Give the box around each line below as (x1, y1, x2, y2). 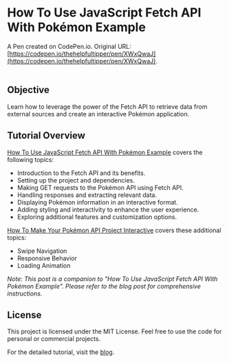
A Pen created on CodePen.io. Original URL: (7, 42, 132, 50)
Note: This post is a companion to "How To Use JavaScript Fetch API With (7, 274, 218, 283)
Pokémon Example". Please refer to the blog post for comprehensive (7, 282, 201, 290)
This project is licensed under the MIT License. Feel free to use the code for (7, 327, 222, 335)
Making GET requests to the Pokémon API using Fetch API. (17, 183, 184, 191)
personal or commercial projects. (7, 335, 101, 343)
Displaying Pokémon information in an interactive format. (17, 198, 179, 206)
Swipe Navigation (17, 247, 67, 255)
